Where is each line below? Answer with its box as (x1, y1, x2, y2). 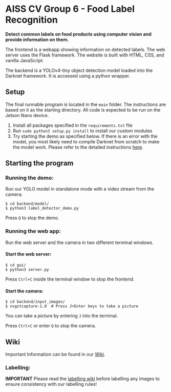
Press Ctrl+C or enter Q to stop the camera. (5, 323, 96, 329)
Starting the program (5, 159, 74, 167)
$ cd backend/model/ (5, 201, 50, 207)
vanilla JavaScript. (5, 57, 45, 63)
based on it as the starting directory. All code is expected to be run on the (5, 106, 161, 113)
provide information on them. (5, 36, 69, 43)
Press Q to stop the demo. (5, 215, 59, 221)
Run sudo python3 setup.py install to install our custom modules (12, 127, 153, 134)
